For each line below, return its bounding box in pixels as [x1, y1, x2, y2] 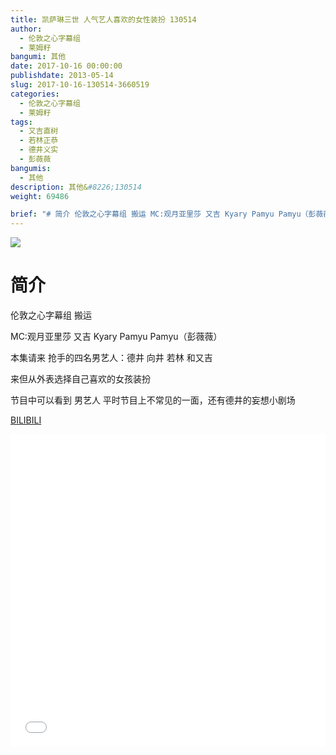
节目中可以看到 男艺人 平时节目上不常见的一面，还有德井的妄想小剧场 [10, 394, 296, 406]
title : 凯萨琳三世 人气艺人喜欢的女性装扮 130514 [10, 14, 197, 25]
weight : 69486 [10, 191, 70, 201]
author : [10, 24, 43, 34]
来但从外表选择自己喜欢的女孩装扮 [10, 373, 151, 385]
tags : [10, 117, 33, 127]
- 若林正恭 [19, 136, 59, 146]
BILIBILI [10, 414, 42, 426]
